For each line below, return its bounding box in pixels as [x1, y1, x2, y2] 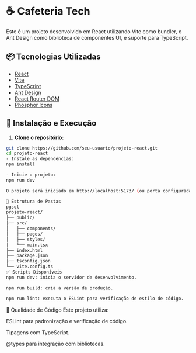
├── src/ [6, 220, 27, 226]
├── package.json [6, 252, 48, 259]
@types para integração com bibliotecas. [6, 340, 105, 347]
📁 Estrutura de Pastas [6, 198, 61, 205]
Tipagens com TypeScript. [6, 328, 70, 336]
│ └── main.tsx [6, 242, 48, 248]
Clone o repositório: [14, 134, 64, 141]
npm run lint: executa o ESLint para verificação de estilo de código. [6, 296, 184, 302]
